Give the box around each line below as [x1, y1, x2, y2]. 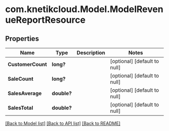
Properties [5, 34, 39, 43]
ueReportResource [5, 14, 86, 26]
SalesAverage [8, 90, 42, 97]
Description [76, 49, 106, 56]
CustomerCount [8, 61, 47, 68]
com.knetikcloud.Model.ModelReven [5, 4, 163, 15]
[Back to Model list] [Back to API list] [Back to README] [5, 120, 121, 126]
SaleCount [8, 76, 34, 82]
